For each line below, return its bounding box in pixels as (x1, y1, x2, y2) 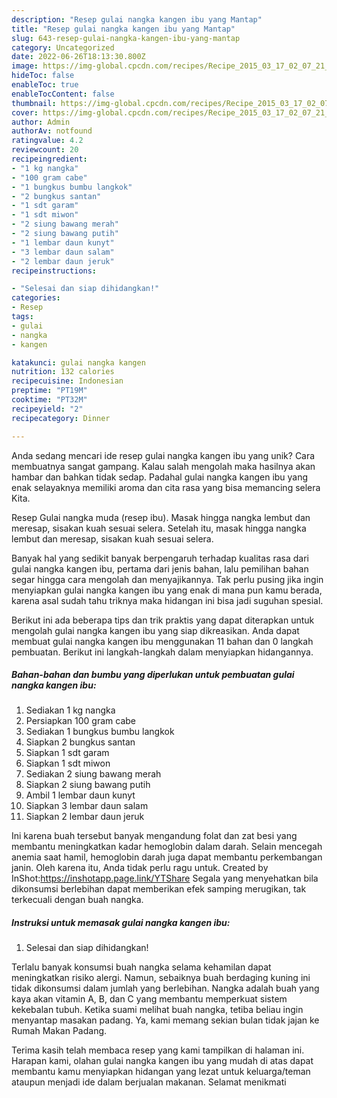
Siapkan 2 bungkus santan (25, 736, 136, 748)
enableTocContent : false (11, 89, 115, 99)
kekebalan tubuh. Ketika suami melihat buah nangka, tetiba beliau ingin (11, 1004, 304, 1016)
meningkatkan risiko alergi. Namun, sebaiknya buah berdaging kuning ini (11, 972, 311, 984)
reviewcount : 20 (11, 145, 79, 155)
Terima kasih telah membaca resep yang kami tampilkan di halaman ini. (11, 1044, 305, 1056)
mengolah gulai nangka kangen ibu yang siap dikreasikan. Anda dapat (11, 624, 300, 636)
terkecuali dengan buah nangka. (11, 894, 144, 906)
